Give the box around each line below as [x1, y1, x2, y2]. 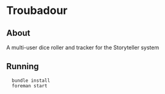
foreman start [12, 82, 47, 89]
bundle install [12, 77, 51, 84]
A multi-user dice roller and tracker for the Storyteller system [6, 44, 160, 51]
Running [6, 61, 40, 72]
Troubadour [6, 4, 68, 18]
